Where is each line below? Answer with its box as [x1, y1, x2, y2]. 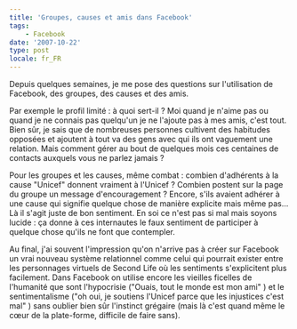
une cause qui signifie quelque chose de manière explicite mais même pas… [9, 198, 289, 209]
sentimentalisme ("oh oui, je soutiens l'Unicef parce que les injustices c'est [9, 291, 285, 301]
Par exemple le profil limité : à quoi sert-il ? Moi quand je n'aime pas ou [9, 106, 269, 116]
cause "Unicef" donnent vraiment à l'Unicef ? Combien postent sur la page [9, 180, 284, 189]
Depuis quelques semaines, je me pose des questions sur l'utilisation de [9, 79, 274, 89]
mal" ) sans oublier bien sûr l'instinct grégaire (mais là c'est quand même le [9, 301, 285, 311]
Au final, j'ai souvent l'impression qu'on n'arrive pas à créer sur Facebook [9, 244, 280, 254]
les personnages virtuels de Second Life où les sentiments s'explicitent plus [9, 263, 287, 273]
